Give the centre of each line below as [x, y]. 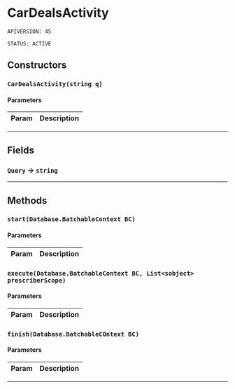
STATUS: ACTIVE [29, 43]
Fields [21, 150]
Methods [27, 200]
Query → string [33, 170]
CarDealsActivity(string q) [55, 84]
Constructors [37, 65]
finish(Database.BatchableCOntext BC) [73, 334]
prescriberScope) [37, 280]
